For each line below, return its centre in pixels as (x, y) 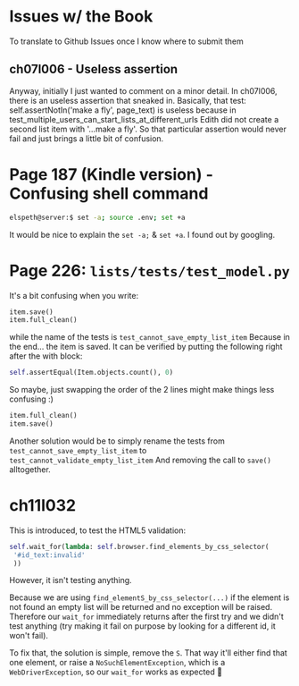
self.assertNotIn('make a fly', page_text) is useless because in (123, 110)
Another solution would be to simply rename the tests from (117, 441)
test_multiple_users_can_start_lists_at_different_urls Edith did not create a (144, 119)
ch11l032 (43, 506)
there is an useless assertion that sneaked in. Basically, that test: (128, 100)
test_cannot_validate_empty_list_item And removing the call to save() (141, 460)
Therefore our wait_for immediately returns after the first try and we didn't (146, 617)
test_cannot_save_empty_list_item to (78, 450)
